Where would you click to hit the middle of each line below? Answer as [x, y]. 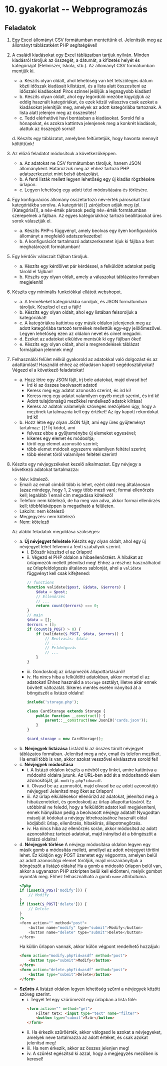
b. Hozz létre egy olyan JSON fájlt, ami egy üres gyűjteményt [82, 422]
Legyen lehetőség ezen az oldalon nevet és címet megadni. [80, 333]
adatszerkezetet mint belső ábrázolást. [59, 174]
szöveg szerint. [35, 994]
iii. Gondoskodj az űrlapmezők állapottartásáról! [76, 671]
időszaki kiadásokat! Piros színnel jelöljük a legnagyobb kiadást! [85, 91]
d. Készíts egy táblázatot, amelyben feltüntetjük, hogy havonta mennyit [85, 138]
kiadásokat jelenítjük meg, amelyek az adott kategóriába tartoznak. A [90, 107]
